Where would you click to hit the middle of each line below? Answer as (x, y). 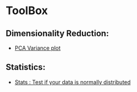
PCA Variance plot (38, 48)
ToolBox (27, 11)
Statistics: (26, 67)
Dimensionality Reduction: (57, 33)
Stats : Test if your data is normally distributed (72, 82)
